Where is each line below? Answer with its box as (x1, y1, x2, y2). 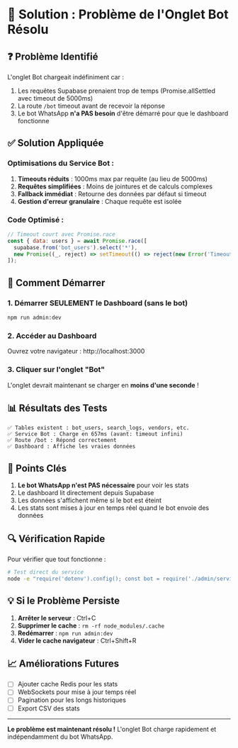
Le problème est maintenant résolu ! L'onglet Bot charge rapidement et (7, 725, 217, 733)
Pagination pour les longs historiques (17, 696, 126, 704)
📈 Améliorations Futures (7, 657, 119, 669)
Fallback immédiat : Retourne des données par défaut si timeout (17, 189, 207, 198)
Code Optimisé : (7, 215, 64, 225)
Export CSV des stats (17, 704, 80, 713)
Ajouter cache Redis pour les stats (17, 680, 118, 688)
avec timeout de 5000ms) (17, 94, 93, 102)
